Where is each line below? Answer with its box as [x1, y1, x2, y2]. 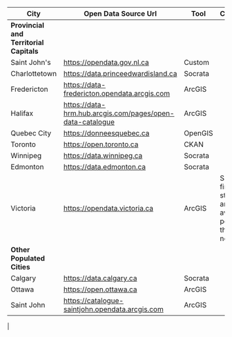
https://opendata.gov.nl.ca [63, 58, 150, 67]
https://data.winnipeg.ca [63, 151, 143, 160]
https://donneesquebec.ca [63, 128, 150, 137]
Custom [184, 58, 209, 67]
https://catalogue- [63, 296, 124, 305]
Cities [10, 262, 30, 271]
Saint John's [10, 58, 51, 67]
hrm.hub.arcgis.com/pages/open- [63, 108, 175, 118]
